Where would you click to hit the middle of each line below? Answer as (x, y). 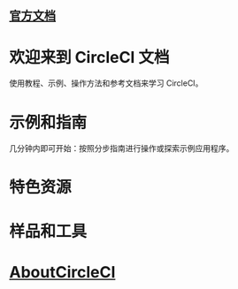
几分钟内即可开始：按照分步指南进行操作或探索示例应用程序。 (122, 148)
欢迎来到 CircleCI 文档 (89, 57)
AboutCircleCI (62, 272)
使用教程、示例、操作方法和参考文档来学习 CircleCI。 (106, 83)
